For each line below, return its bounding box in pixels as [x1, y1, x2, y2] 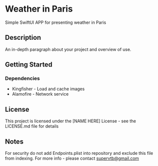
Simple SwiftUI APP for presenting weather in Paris [5, 19, 106, 25]
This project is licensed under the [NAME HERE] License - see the [5, 118, 136, 124]
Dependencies [5, 75, 40, 82]
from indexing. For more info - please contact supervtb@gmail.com [5, 155, 139, 161]
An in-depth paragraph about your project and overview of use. [5, 46, 131, 52]
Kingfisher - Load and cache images [12, 86, 85, 92]
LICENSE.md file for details [5, 123, 59, 129]
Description [5, 33, 41, 42]
